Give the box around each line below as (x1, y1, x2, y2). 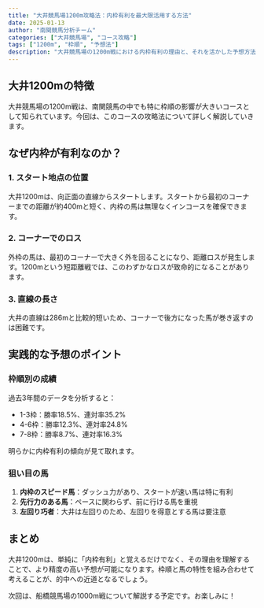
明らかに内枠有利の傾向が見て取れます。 (8, 446, 139, 455)
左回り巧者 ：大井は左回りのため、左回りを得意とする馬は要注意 (19, 507, 226, 517)
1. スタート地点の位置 (8, 172, 89, 184)
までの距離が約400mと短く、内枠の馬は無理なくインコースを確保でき (14, 202, 241, 211)
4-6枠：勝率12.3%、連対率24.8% (19, 419, 128, 429)
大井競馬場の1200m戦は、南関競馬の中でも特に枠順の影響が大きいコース (8, 102, 244, 111)
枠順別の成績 (8, 373, 57, 384)
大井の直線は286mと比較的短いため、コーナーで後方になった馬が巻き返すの (8, 313, 254, 323)
